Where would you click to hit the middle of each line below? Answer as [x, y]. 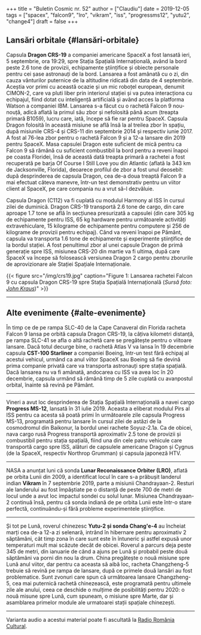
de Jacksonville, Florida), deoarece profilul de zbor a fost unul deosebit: [95, 169]
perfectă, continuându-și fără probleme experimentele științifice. [86, 508]
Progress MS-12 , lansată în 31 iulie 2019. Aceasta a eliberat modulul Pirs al [98, 408]
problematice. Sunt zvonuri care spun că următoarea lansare [81, 577]
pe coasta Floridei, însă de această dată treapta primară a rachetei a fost [96, 157]
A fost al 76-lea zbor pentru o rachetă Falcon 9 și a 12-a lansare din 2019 [96, 137]
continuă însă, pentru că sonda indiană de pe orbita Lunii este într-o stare [101, 502]
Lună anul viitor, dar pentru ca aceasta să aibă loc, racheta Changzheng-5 [98, 564]
